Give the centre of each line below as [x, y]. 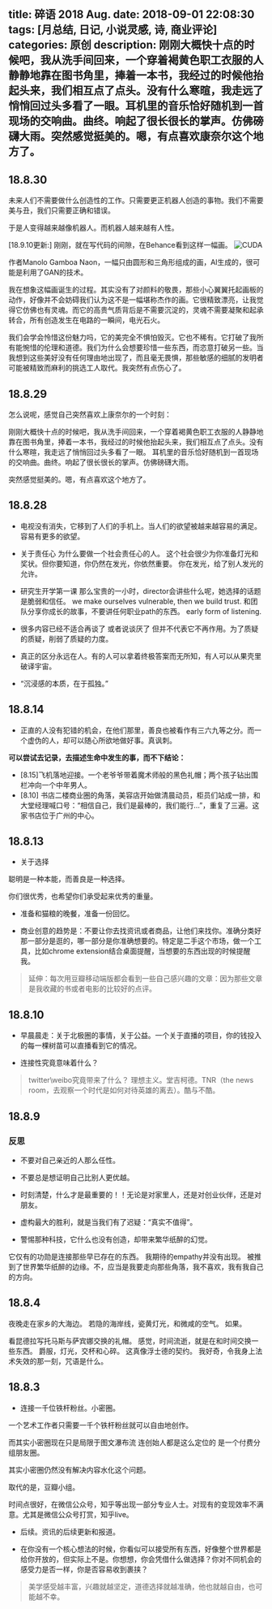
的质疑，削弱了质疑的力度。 [66, 638]
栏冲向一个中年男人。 [55, 785]
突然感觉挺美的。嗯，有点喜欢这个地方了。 [79, 480]
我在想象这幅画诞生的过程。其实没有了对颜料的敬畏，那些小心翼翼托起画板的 [136, 290]
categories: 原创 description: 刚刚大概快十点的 [126, 45]
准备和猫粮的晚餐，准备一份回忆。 [77, 914]
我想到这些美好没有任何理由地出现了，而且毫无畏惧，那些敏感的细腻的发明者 [136, 358]
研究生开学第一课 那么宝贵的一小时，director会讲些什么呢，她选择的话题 [140, 590]
